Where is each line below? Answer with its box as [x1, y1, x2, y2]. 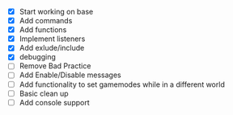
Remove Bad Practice [19, 61, 91, 71]
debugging [19, 52, 56, 62]
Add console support [19, 97, 90, 107]
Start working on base [19, 7, 94, 16]
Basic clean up [19, 88, 70, 98]
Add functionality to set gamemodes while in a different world [19, 80, 226, 89]
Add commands [19, 16, 73, 26]
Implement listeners [19, 34, 86, 43]
